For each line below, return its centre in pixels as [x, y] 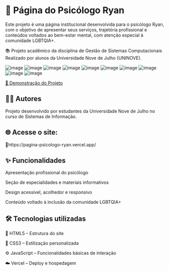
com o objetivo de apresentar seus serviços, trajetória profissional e [76, 29]
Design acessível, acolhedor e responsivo [49, 192]
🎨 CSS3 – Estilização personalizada [42, 243]
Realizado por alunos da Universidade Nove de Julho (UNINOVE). [73, 58]
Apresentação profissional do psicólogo [47, 173]
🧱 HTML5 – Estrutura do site [35, 234]
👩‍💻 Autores [23, 99]
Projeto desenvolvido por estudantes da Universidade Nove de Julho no [80, 111]
